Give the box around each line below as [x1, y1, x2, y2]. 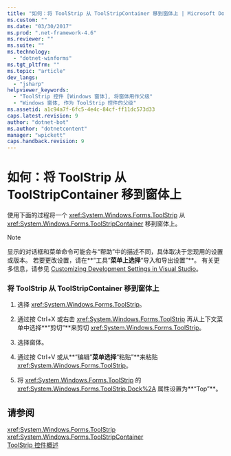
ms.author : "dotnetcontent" [7, 125, 88, 132]
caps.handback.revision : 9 [7, 138, 85, 145]
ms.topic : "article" [7, 67, 67, 74]
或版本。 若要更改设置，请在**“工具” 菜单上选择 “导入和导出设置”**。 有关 [7, 256, 214, 265]
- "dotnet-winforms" [13, 55, 72, 62]
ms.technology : [7, 49, 51, 56]
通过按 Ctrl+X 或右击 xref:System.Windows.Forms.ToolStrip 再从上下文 [16, 315, 217, 323]
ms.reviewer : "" [7, 36, 54, 43]
